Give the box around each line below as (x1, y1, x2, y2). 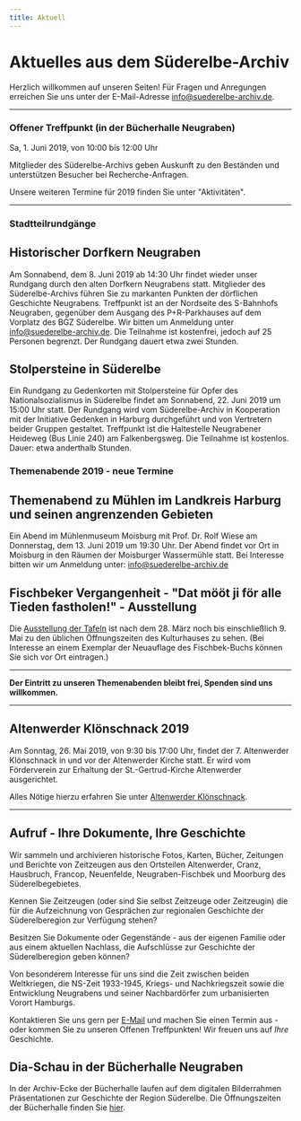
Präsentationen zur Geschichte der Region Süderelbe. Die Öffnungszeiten (9, 1092, 281, 1104)
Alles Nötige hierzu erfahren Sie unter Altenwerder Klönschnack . (9, 791, 248, 801)
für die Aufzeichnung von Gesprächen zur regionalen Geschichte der (9, 905, 264, 915)
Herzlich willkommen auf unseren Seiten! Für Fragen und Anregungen (9, 82, 267, 92)
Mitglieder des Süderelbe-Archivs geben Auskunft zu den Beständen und (9, 159, 279, 171)
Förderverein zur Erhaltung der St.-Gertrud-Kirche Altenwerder (9, 764, 242, 775)
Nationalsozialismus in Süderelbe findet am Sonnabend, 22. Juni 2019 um (9, 395, 281, 406)
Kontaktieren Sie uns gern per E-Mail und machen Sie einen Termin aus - (9, 1014, 279, 1025)
